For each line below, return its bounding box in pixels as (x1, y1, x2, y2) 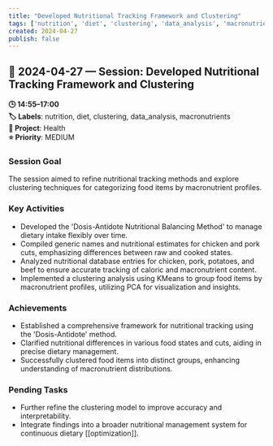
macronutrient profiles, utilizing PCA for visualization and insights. (19, 282, 241, 292)
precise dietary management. (19, 346, 119, 356)
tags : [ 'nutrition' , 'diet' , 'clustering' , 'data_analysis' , (8, 19, 220, 28)
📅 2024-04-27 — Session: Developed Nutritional (8, 64, 260, 78)
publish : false (8, 34, 60, 43)
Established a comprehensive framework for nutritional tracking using (19, 320, 254, 330)
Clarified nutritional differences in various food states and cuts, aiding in (19, 338, 262, 348)
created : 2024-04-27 (8, 27, 79, 35)
